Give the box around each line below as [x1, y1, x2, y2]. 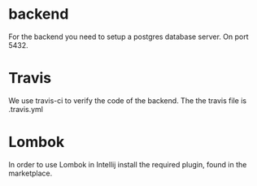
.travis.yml [8, 104, 43, 114]
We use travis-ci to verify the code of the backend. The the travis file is [8, 95, 246, 106]
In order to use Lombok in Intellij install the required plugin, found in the [8, 159, 247, 169]
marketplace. [8, 168, 53, 178]
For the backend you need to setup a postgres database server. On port [8, 32, 249, 41]
